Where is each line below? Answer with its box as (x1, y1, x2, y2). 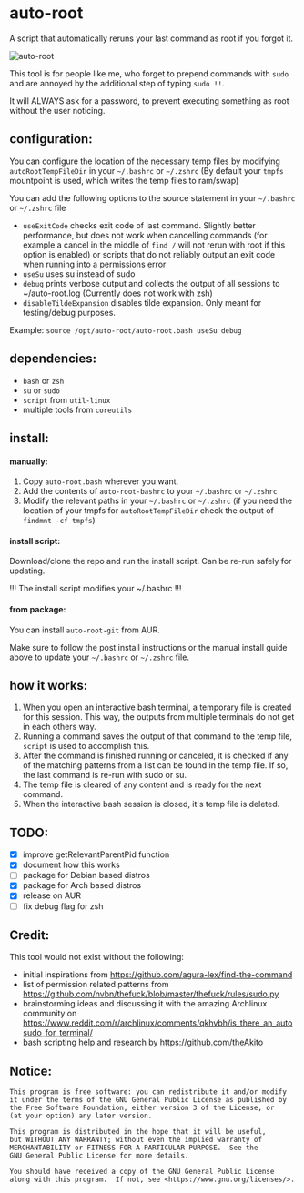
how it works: (9, 677, 88, 693)
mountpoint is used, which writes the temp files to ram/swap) (9, 175, 239, 186)
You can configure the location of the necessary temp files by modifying (9, 156, 280, 167)
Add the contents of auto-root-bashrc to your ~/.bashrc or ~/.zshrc (22, 486, 278, 497)
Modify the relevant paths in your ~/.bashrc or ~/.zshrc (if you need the (22, 495, 293, 507)
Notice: (9, 1063, 53, 1078)
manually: (9, 456, 48, 467)
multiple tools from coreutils (22, 404, 133, 415)
